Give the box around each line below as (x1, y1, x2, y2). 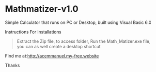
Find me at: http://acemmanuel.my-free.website (5, 53, 99, 59)
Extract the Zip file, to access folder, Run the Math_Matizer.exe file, (16, 38, 151, 44)
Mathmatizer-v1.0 (5, 3, 78, 15)
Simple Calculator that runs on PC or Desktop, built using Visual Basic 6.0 (5, 19, 152, 25)
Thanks (5, 62, 20, 68)
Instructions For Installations (5, 29, 62, 35)
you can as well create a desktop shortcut (16, 43, 101, 49)
